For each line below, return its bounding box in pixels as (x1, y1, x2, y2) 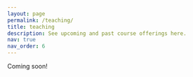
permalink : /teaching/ (7, 17, 74, 24)
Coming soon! (7, 62, 48, 70)
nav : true (7, 36, 36, 43)
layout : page (7, 10, 46, 17)
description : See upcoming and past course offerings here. (7, 29, 187, 37)
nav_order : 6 (7, 43, 46, 50)
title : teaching (7, 23, 55, 30)
